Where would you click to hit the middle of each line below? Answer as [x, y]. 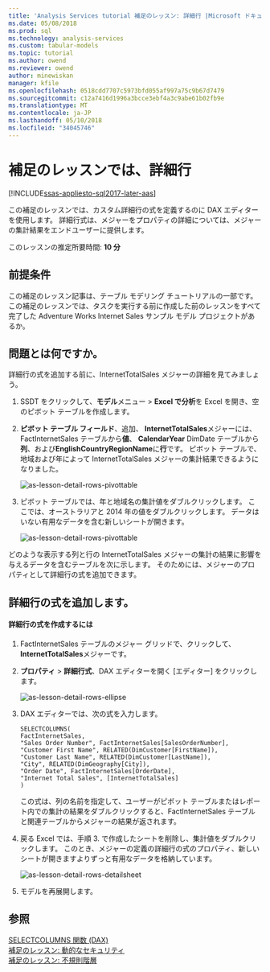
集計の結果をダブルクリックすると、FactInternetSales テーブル [151, 811]
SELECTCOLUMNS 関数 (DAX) [58, 940]
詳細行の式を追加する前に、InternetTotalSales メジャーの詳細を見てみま [127, 374]
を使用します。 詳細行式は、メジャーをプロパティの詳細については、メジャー [135, 220]
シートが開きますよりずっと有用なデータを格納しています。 [118, 859]
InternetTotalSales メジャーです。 [75, 653]
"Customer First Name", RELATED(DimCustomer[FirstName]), [119, 750]
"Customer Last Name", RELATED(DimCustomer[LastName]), [115, 757]
